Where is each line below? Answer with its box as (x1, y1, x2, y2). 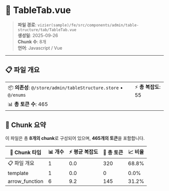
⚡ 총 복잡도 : (134, 83, 161, 90)
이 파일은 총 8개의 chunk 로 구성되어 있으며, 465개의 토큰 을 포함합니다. (5, 135, 145, 141)
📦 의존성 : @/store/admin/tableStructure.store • (8, 84, 123, 91)
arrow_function (8, 177, 44, 184)
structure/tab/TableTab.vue (17, 27, 76, 32)
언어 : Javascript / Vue (17, 45, 63, 51)
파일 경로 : (17, 22, 37, 28)
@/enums (8, 92, 26, 98)
